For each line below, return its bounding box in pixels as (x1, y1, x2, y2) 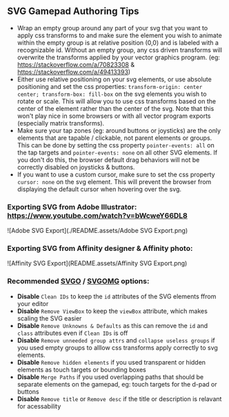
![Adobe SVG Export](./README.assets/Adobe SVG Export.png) (7, 227, 188, 235)
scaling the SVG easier (17, 314, 82, 323)
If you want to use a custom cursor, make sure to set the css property (17, 170, 215, 179)
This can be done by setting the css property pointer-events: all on (17, 141, 215, 149)
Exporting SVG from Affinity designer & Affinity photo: (7, 244, 193, 254)
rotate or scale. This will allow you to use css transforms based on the (17, 96, 216, 105)
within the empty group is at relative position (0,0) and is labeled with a (17, 38, 219, 47)
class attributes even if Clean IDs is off (17, 329, 128, 337)
